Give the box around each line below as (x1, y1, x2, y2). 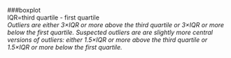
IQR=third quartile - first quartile (7, 13, 100, 22)
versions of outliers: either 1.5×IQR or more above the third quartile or (7, 36, 208, 44)
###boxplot (7, 6, 41, 14)
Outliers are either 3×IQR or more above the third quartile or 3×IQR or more (7, 21, 225, 29)
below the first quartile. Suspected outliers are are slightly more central (7, 28, 213, 36)
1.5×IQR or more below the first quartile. (7, 43, 122, 51)
